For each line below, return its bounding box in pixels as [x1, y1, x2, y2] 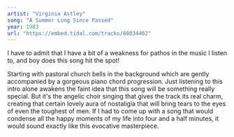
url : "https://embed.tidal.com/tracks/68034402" [7, 29, 152, 37]
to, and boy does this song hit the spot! [7, 57, 120, 65]
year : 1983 [7, 23, 39, 30]
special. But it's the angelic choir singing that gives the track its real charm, [7, 92, 224, 101]
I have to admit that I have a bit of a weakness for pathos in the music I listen [7, 49, 228, 57]
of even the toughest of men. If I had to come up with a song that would [7, 107, 214, 115]
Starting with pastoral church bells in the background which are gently [7, 70, 210, 78]
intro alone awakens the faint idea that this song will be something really [7, 85, 215, 93]
